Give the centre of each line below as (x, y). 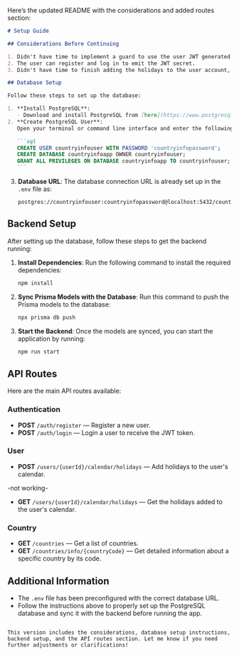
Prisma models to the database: (64, 304)
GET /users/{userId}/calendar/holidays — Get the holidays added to (120, 501)
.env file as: (34, 189)
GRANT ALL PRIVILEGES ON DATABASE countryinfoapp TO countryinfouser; (124, 161)
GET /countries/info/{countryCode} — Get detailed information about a (123, 551)
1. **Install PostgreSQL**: (49, 109)
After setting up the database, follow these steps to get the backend (107, 241)
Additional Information (58, 581)
